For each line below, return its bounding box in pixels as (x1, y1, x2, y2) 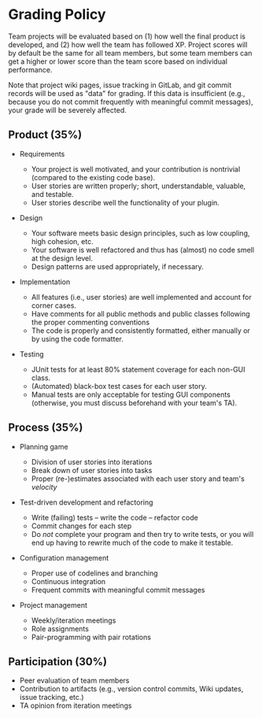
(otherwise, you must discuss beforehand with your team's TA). (31, 398, 238, 407)
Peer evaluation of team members (19, 675, 130, 686)
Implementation (19, 277, 71, 287)
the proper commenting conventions (31, 317, 150, 327)
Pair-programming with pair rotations (31, 632, 152, 642)
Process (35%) (8, 421, 83, 435)
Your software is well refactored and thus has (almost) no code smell (31, 245, 254, 254)
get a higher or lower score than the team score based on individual (8, 57, 228, 66)
